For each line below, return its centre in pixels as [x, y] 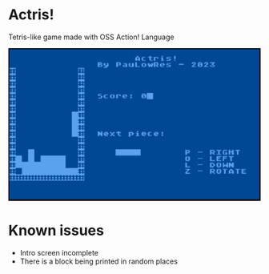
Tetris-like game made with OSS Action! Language [91, 37]
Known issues [56, 230]
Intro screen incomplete [59, 252]
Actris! [31, 15]
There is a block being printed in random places [99, 261]
